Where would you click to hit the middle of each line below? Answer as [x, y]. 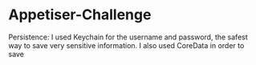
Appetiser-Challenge [80, 15]
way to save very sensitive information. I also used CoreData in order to [126, 45]
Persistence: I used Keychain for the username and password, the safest [128, 37]
